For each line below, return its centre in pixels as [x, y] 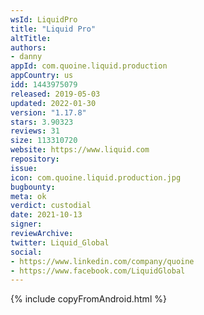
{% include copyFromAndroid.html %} [88, 299]
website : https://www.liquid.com [80, 150]
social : [26, 252]
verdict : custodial [51, 206]
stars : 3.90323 [42, 122]
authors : [28, 47]
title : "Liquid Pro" [53, 29]
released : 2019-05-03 [55, 94]
